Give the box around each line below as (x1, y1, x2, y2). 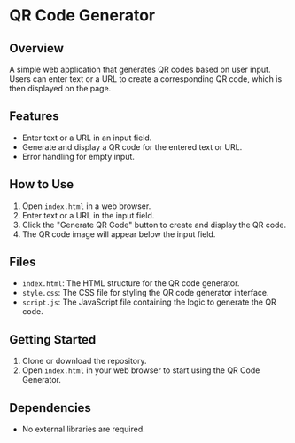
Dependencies (9, 400, 91, 415)
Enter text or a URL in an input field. (21, 132, 152, 143)
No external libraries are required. (21, 423, 146, 435)
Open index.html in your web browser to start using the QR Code (21, 365, 260, 376)
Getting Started (9, 332, 97, 347)
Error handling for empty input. (21, 151, 136, 162)
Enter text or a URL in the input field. (21, 210, 155, 220)
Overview (9, 41, 65, 56)
